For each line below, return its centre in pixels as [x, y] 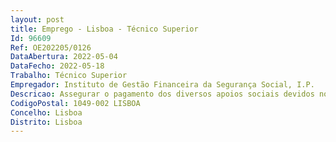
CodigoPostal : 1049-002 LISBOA [75, 103]
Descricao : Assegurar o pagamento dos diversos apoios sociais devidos [162, 94]
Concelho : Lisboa [46, 112]
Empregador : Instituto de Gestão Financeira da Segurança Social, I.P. [162, 85]
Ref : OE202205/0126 [51, 47]
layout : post [37, 19]
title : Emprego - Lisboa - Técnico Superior [104, 29]
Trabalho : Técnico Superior [69, 76]
